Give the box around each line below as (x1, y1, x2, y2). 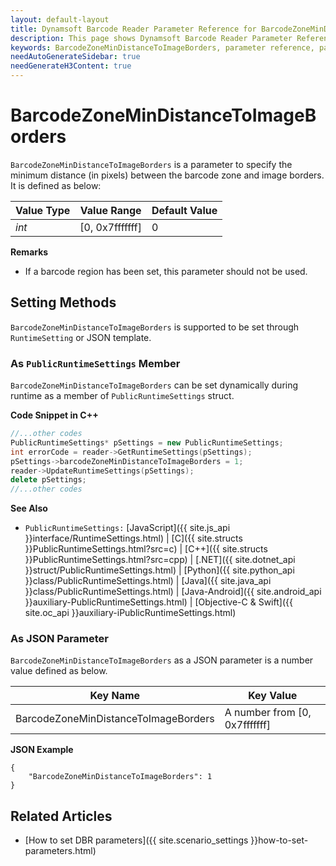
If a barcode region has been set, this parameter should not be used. (24, 265, 308, 277)
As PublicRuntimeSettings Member (10, 356, 181, 370)
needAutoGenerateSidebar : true (10, 52, 141, 62)
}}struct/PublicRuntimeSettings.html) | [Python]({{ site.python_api (24, 564, 295, 576)
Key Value (248, 689, 298, 703)
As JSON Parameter (10, 632, 110, 646)
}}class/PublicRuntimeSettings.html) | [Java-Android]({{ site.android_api (24, 586, 322, 598)
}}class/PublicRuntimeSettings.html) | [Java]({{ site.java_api (24, 575, 272, 587)
